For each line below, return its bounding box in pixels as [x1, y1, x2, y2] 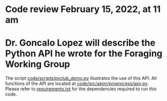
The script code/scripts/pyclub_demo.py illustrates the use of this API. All [5, 75, 157, 81]
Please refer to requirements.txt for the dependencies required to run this [5, 86, 157, 92]
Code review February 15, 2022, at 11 [5, 4, 161, 15]
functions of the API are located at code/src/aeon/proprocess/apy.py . [5, 80, 149, 86]
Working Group [5, 59, 70, 70]
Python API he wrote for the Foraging [5, 48, 163, 59]
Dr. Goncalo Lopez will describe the [5, 37, 155, 49]
